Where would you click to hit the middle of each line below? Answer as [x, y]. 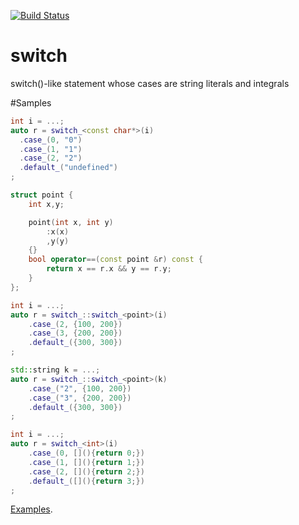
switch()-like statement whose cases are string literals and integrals [150, 83]
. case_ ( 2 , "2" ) [51, 158]
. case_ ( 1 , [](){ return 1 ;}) [86, 462]
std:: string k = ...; [55, 370]
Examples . [31, 509]
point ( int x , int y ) [71, 222]
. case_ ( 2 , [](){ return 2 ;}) [86, 471]
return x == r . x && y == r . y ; [109, 269]
